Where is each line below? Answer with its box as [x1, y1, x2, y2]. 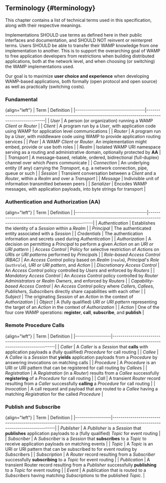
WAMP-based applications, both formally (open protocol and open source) [5, 78, 158, 84]
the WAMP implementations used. [5, 63, 74, 69]
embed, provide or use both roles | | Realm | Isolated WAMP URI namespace [5, 144, 161, 150]
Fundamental [5, 96, 38, 103]
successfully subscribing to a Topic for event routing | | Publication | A [5, 457, 150, 462]
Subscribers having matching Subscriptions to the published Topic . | [5, 473, 145, 478]
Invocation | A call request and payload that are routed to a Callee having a [5, 386, 158, 391]
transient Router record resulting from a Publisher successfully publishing [5, 462, 157, 468]
